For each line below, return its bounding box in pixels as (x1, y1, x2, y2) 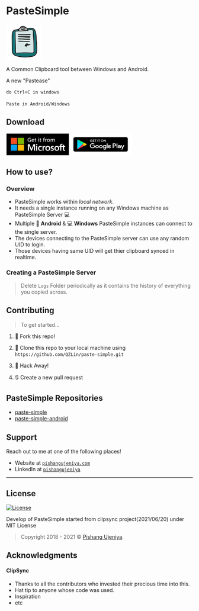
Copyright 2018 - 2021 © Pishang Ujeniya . (20, 533, 124, 540)
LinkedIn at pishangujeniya (14, 466, 81, 473)
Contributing (6, 305, 54, 316)
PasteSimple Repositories (6, 393, 103, 403)
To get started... (20, 321, 60, 328)
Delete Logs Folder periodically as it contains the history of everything (20, 282, 191, 289)
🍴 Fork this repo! (14, 333, 55, 340)
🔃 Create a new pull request (14, 374, 84, 381)
